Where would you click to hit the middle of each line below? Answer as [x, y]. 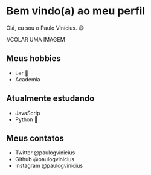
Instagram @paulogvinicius [49, 166]
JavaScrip [27, 113]
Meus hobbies [34, 59]
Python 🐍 [26, 119]
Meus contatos [35, 138]
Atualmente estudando [50, 99]
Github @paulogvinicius [44, 159]
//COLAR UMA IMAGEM [36, 39]
